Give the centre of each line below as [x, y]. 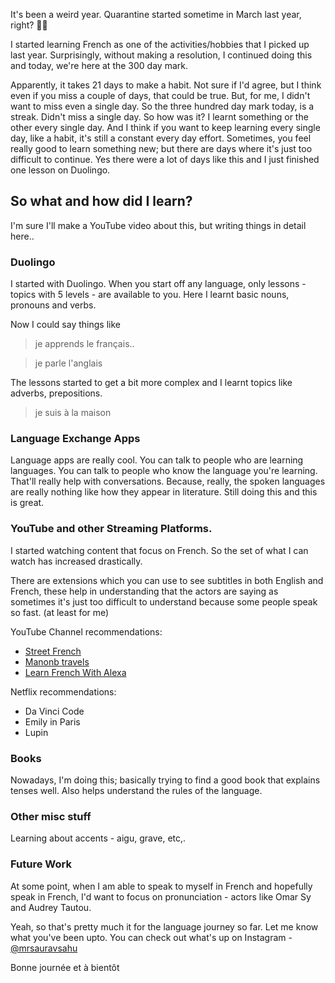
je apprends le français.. [84, 344]
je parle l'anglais [68, 363]
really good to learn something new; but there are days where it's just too [161, 148]
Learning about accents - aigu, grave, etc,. [98, 838]
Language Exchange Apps [75, 439]
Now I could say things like [65, 325]
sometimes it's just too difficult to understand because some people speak [164, 601]
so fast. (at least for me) [60, 612]
